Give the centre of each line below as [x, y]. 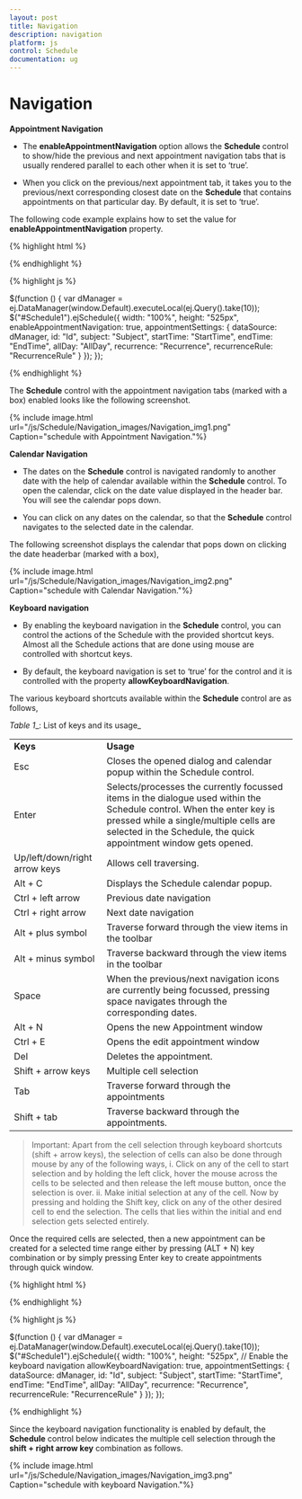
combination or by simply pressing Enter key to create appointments [136, 1257]
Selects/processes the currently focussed [195, 786]
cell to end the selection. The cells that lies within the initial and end [156, 1211]
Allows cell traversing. [153, 863]
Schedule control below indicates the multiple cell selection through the [142, 1438]
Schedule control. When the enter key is [191, 809]
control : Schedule [44, 51]
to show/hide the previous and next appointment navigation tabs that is [154, 155]
